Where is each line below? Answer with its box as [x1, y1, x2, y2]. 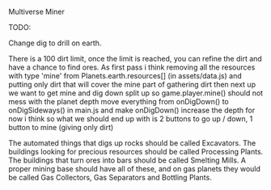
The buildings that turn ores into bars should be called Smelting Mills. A [8, 155, 247, 165]
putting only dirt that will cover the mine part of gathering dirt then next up [8, 80, 256, 89]
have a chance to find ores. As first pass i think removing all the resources [8, 62, 256, 72]
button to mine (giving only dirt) [8, 123, 114, 132]
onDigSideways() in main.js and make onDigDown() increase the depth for [8, 105, 256, 115]
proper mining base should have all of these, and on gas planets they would [8, 164, 261, 173]
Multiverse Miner [8, 7, 65, 16]
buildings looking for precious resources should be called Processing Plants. [8, 147, 264, 156]
